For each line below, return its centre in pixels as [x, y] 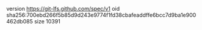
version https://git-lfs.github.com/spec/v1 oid [63, 9]
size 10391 [48, 21]
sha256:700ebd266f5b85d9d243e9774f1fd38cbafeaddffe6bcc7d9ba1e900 [101, 15]
